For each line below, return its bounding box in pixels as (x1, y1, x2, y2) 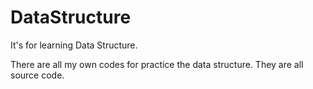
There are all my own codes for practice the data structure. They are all (10, 58, 304, 70)
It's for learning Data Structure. (10, 39, 138, 51)
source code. (10, 69, 65, 81)
